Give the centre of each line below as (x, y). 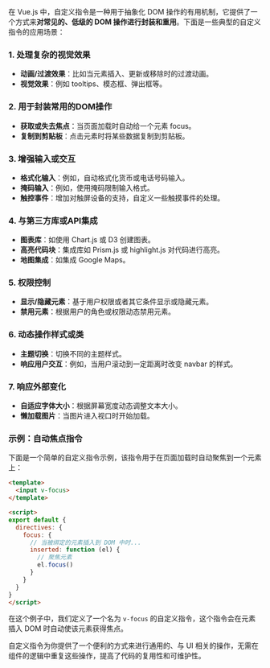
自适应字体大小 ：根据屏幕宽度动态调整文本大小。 (101, 406)
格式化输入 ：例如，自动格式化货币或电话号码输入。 (104, 177)
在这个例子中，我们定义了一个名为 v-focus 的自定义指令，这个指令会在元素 (132, 619)
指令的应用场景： (37, 32)
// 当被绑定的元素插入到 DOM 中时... (86, 542)
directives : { (39, 527)
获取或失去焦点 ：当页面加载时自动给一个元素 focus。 (108, 126)
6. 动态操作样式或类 (46, 335)
